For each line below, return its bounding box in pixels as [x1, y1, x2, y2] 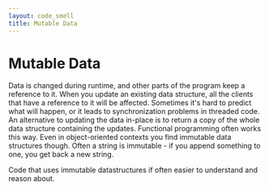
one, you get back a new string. [8, 150, 114, 159]
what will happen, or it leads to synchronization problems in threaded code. [8, 107, 260, 116]
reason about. [8, 174, 55, 184]
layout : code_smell [8, 11, 75, 20]
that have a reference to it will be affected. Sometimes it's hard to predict [8, 98, 252, 108]
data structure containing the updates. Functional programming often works [8, 124, 262, 133]
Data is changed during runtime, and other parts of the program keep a [8, 81, 246, 91]
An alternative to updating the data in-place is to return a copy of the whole [8, 115, 260, 125]
